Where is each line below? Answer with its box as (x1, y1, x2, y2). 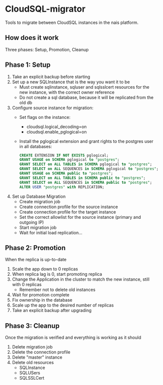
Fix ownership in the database (12, 297, 73, 303)
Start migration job (19, 224, 57, 230)
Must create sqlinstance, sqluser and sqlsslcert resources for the (19, 84, 149, 90)
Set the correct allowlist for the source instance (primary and (19, 214, 141, 220)
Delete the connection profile (12, 349, 70, 355)
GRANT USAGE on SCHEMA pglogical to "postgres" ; (19, 157, 120, 162)
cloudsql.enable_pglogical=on (26, 129, 87, 135)
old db (19, 99, 33, 105)
